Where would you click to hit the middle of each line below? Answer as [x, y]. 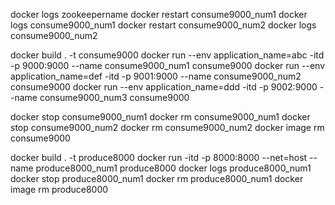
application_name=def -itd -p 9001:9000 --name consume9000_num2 [156, 76]
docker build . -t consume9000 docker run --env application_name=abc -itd [167, 55]
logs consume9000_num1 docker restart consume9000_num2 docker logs [163, 25]
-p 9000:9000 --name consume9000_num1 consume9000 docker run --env [168, 65]
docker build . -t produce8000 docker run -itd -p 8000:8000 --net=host [159, 157]
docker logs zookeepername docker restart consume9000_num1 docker [159, 14]
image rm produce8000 [59, 189]
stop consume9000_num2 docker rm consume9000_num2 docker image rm [167, 127]
